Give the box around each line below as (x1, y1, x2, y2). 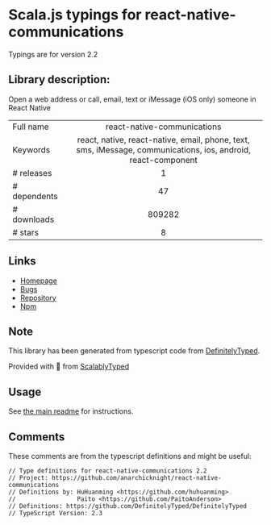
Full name (12, 121, 50, 132)
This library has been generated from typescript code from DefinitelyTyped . (8, 346, 261, 356)
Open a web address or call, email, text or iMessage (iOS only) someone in (8, 94, 256, 104)
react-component (129, 154, 198, 165)
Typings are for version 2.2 (8, 49, 98, 59)
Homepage (19, 276, 58, 285)
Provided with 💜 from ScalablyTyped (8, 361, 130, 372)
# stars (12, 227, 39, 238)
